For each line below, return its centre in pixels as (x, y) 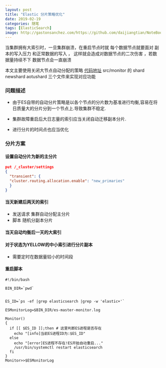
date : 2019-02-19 (23, 19)
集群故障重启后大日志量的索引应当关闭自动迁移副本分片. (69, 119)
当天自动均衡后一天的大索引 (33, 232)
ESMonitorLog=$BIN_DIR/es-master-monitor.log (53, 310)
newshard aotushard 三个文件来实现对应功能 (50, 77)
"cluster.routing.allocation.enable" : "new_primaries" (67, 181)
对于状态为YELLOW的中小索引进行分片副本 (49, 245)
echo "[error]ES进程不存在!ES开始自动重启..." (59, 343)
